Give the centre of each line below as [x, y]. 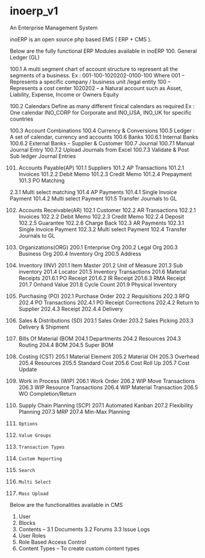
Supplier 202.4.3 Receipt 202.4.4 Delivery [71, 309]
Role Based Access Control [52, 542]
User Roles [32, 535]
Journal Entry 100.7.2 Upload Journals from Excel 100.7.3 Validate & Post [99, 150]
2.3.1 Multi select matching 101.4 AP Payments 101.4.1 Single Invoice [93, 192]
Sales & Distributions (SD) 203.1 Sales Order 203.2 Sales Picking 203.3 [106, 320]
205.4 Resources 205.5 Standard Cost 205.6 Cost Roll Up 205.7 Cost [104, 363]
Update [28, 369]
